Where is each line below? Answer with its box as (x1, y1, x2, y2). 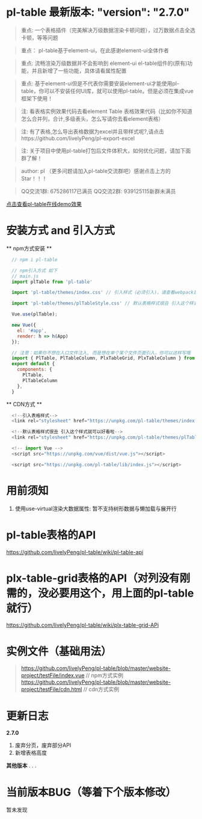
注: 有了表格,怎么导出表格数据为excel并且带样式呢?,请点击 (20, 127, 164, 135)
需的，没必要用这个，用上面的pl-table (6, 586, 194, 600)
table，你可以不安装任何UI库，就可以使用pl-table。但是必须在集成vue (20, 87, 194, 94)
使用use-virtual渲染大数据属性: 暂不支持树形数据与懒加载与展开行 (14, 505, 177, 512)
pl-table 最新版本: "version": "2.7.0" (6, 5, 190, 19)
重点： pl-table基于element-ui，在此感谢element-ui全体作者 (20, 46, 170, 54)
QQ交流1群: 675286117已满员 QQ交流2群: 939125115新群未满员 (20, 187, 176, 195)
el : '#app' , (17, 327, 47, 333)
